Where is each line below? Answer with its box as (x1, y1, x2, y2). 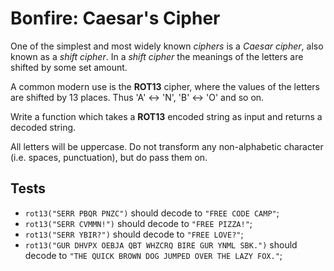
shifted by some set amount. (10, 61, 128, 73)
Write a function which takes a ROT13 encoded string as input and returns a (10, 110, 323, 122)
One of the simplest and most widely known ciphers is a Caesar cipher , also (10, 40, 324, 52)
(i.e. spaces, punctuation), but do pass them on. (10, 151, 208, 163)
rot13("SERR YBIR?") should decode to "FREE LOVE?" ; (24, 228, 244, 240)
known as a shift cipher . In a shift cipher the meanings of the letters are (10, 50, 304, 62)
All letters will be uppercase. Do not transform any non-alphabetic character (10, 140, 324, 152)
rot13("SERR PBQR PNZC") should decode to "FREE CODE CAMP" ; (24, 207, 280, 219)
